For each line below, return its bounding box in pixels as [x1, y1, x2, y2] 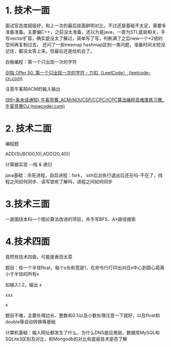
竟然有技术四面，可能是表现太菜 [5, 253, 72, 260]
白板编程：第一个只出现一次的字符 [5, 59, 77, 65]
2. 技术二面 [5, 123, 52, 135]
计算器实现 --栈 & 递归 [5, 161, 52, 167]
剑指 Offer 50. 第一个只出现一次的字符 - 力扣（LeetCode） [5, 69, 128, 75]
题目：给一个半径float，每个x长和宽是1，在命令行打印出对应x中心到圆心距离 [5, 264, 165, 271]
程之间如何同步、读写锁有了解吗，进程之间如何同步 [5, 178, 113, 184]
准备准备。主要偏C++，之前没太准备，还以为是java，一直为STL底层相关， [5, 29, 161, 35]
